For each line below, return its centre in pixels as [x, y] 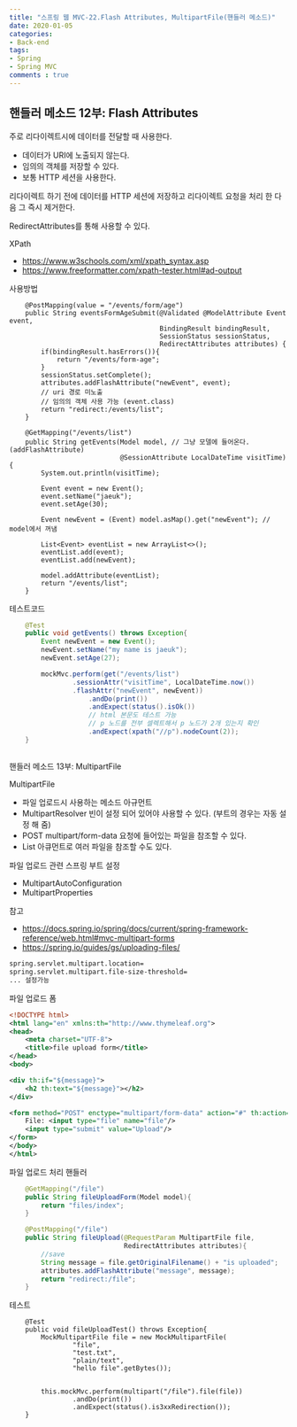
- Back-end [29, 42]
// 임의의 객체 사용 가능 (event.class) [108, 401]
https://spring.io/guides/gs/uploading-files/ [101, 948]
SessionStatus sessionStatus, [215, 336]
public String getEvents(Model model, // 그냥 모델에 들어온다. [137, 442]
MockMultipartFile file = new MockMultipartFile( [134, 1338]
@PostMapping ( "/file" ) [67, 1229]
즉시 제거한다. [51, 207]
